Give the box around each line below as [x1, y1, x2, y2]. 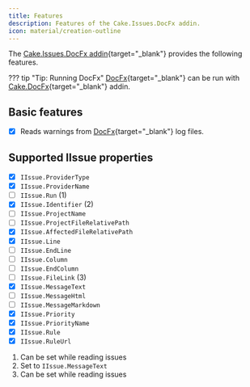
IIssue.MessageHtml [19, 292, 87, 300]
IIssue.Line [19, 238, 61, 246]
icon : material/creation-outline [8, 27, 121, 35]
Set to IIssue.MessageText [19, 361, 108, 371]
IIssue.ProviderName [19, 183, 90, 191]
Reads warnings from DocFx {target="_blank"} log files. [19, 127, 205, 137]
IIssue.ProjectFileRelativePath [19, 219, 129, 227]
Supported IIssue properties [8, 150, 154, 164]
